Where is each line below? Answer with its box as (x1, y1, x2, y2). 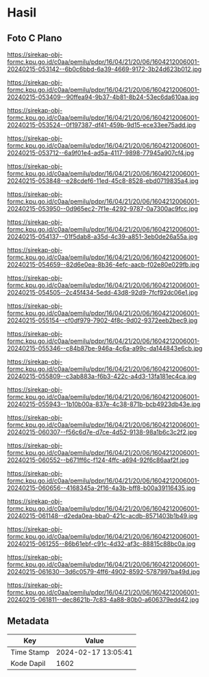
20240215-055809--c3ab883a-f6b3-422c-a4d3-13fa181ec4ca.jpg (7, 373, 197, 380)
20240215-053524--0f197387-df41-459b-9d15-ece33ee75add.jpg (7, 121, 197, 129)
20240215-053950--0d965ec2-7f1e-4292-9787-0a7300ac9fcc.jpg (7, 205, 199, 212)
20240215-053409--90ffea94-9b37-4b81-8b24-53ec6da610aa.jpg (7, 93, 199, 101)
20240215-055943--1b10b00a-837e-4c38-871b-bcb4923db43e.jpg (7, 400, 201, 408)
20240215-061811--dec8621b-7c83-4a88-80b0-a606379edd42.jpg (7, 596, 199, 603)
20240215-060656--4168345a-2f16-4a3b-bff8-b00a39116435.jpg (7, 484, 196, 492)
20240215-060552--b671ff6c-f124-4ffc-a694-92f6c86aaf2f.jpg (7, 456, 189, 464)
